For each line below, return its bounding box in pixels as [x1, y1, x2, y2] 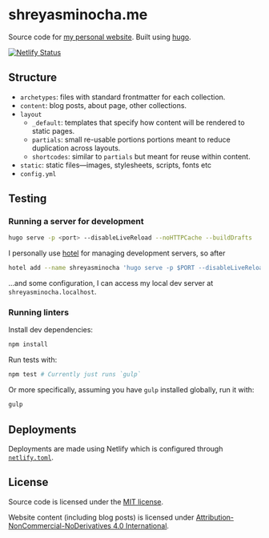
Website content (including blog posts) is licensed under [8, 512, 195, 522]
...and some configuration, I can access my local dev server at [8, 279, 214, 288]
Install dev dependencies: [8, 325, 94, 335]
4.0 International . [113, 520, 170, 530]
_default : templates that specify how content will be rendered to [31, 118, 246, 127]
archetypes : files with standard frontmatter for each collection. [19, 92, 226, 102]
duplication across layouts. [31, 143, 121, 153]
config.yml [19, 170, 57, 178]
